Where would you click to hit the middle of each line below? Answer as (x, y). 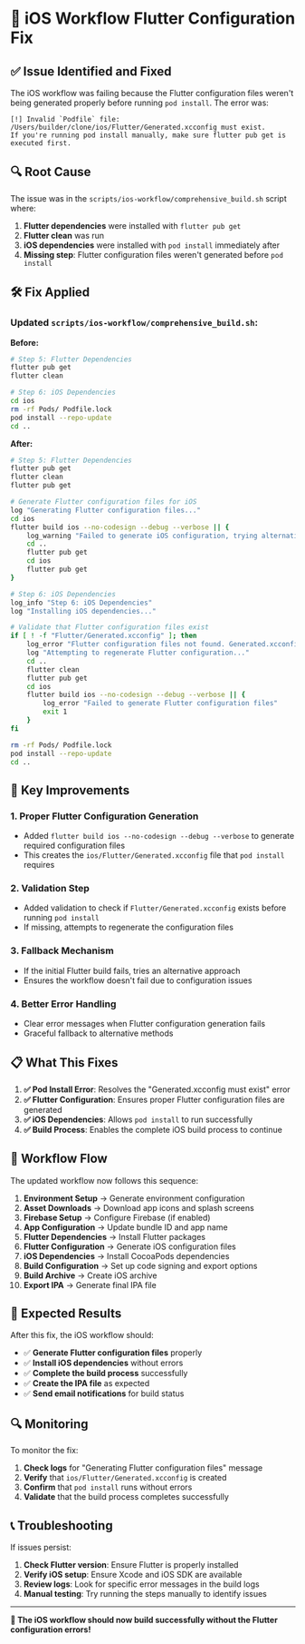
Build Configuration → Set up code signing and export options (140, 1265)
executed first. (41, 143)
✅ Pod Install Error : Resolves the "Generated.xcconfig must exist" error (157, 1089)
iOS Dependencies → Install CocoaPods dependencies (126, 1255)
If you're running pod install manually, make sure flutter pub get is (148, 135)
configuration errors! (51, 1629)
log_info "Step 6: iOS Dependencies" (81, 603)
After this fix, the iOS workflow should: (82, 1335)
